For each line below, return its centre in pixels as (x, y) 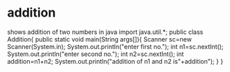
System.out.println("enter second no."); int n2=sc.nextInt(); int (96, 54)
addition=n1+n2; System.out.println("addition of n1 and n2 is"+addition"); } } (115, 61)
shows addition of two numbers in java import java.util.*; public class (105, 32)
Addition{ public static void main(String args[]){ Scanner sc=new (99, 39)
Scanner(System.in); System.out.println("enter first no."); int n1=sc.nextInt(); (115, 46)
